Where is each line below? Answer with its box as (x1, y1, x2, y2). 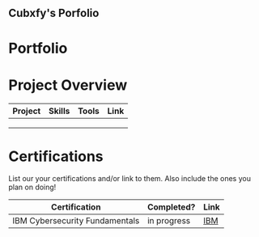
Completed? (146, 201, 196, 213)
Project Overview (8, 76, 128, 94)
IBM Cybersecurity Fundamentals (12, 215, 140, 226)
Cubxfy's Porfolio (8, 6, 100, 20)
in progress (146, 215, 191, 226)
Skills (48, 105, 70, 116)
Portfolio (8, 39, 68, 57)
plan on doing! (8, 182, 57, 193)
